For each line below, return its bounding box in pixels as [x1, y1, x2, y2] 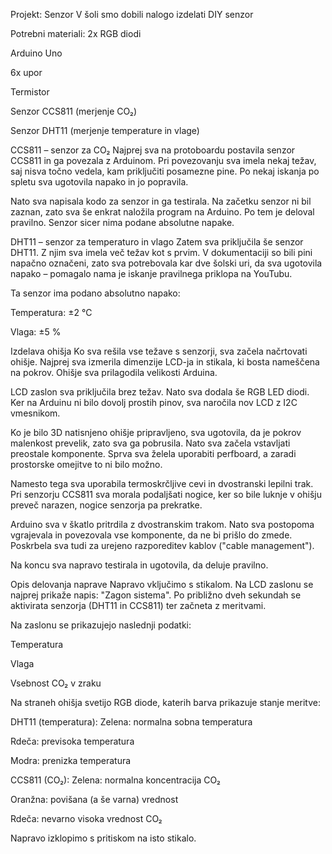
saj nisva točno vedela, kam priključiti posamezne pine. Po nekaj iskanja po [10, 165, 320, 177]
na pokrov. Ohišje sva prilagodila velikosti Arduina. [10, 367, 218, 378]
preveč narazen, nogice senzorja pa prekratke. [10, 499, 203, 511]
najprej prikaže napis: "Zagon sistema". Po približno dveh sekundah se [10, 589, 302, 601]
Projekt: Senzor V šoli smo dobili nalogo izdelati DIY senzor [10, 9, 254, 20]
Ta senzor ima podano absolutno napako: [10, 287, 181, 299]
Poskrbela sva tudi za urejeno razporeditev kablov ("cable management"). [10, 540, 315, 551]
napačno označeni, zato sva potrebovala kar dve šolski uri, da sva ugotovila [10, 257, 323, 269]
